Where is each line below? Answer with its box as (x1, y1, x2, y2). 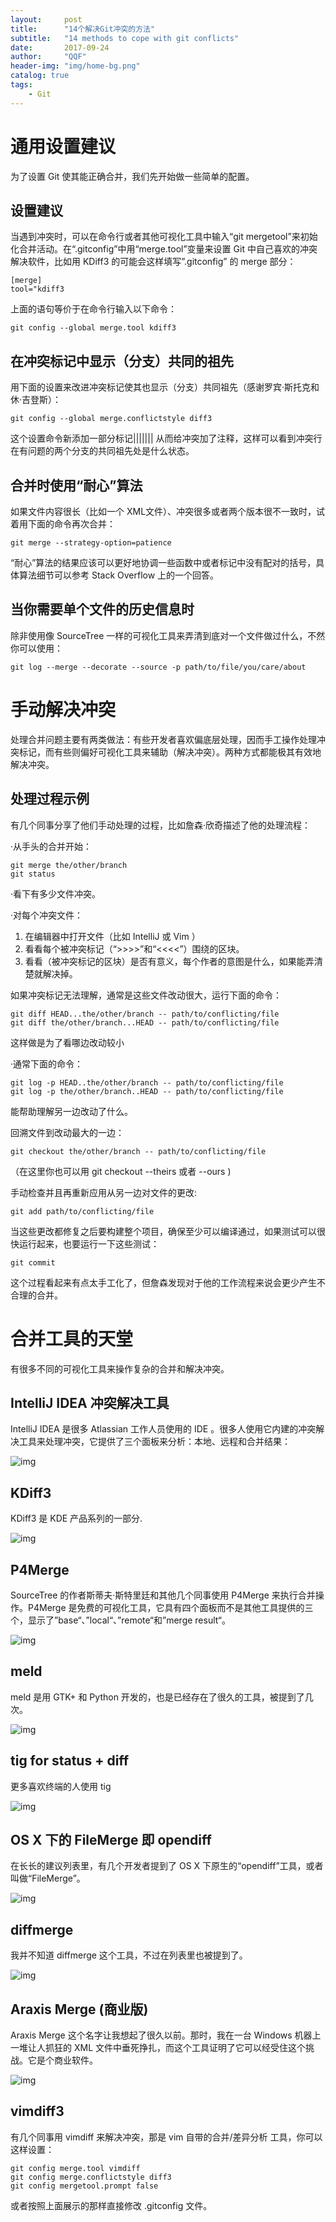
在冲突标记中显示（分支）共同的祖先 (10, 352, 234, 370)
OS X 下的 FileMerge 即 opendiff (10, 1831, 212, 1848)
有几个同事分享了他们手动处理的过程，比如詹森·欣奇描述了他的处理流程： (10, 819, 312, 831)
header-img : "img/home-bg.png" (10, 61, 141, 71)
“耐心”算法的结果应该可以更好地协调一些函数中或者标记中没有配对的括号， (10, 557, 317, 568)
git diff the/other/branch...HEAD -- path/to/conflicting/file (10, 1017, 280, 1028)
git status (10, 869, 56, 879)
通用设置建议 (10, 135, 117, 158)
